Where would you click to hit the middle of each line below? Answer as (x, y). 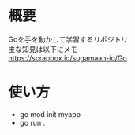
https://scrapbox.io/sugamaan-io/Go (68, 58)
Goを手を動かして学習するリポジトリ (68, 39)
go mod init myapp (50, 114)
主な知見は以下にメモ (43, 49)
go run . (32, 122)
